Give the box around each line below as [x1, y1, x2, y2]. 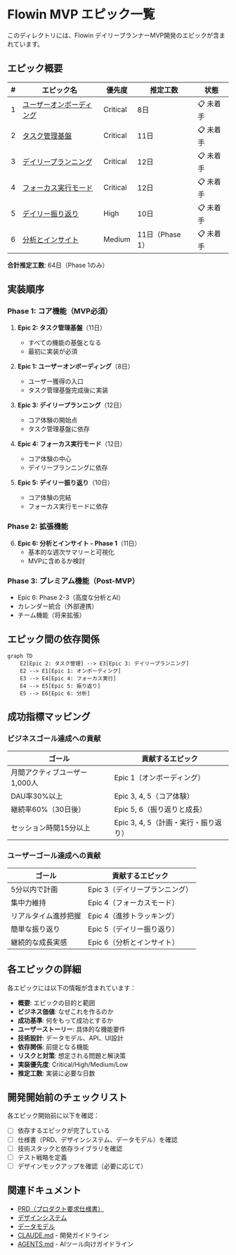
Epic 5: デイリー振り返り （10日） [17, 478, 114, 487]
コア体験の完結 [27, 494, 72, 502]
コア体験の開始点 [27, 416, 78, 425]
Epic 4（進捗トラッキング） [87, 911, 179, 920]
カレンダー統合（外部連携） [17, 602, 98, 611]
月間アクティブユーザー [11, 767, 88, 777]
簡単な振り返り [11, 924, 61, 934]
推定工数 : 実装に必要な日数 [17, 1068, 96, 1078]
